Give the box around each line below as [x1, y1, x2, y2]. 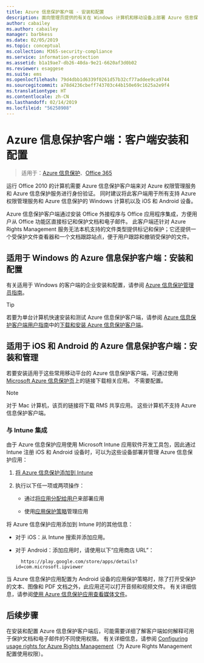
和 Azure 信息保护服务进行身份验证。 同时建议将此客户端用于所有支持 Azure [6, 190, 196, 198]
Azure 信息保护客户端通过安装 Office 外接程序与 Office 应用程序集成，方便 [6, 210, 192, 218]
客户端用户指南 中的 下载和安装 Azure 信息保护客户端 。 [11, 321, 147, 329]
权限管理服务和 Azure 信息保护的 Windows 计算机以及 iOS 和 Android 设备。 [6, 198, 197, 205]
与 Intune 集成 [6, 426, 47, 435]
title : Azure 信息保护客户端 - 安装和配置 [6, 9, 104, 15]
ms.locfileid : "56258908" [6, 105, 72, 111]
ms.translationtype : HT [6, 88, 67, 94]
